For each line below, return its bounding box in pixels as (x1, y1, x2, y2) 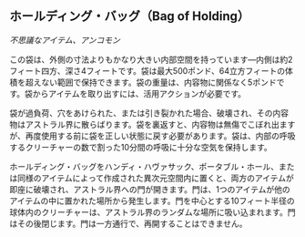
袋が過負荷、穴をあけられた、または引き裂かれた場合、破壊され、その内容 (9, 108, 290, 118)
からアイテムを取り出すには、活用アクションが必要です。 (32, 88, 247, 98)
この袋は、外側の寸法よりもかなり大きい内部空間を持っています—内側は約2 (9, 54, 293, 65)
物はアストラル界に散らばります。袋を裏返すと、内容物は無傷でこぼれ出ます (9, 118, 296, 129)
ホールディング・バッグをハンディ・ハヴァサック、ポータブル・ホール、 (9, 160, 280, 171)
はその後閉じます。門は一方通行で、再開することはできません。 (9, 218, 248, 229)
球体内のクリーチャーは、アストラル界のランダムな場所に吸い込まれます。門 (9, 206, 296, 217)
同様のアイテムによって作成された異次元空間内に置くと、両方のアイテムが (16, 172, 294, 183)
